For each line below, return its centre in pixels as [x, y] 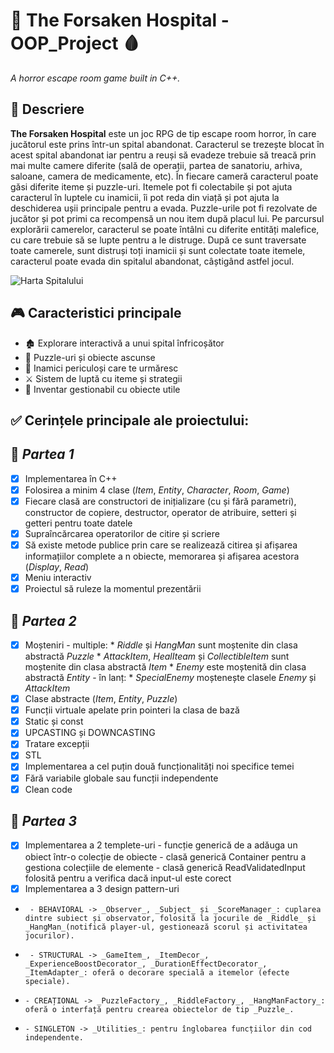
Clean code [48, 789]
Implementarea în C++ [71, 478]
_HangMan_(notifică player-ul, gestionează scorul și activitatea [166, 927]
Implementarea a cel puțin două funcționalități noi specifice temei [159, 766]
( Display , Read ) [57, 567]
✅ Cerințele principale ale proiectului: [130, 420]
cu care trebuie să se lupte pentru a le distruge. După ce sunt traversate [158, 240]
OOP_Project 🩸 [75, 43]
